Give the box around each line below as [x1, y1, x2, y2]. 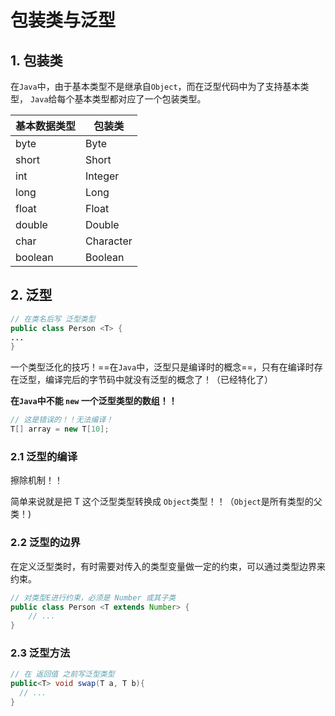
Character [85, 234, 133, 248]
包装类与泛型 [10, 9, 117, 32]
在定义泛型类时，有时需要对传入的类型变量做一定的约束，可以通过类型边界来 [10, 560, 326, 572]
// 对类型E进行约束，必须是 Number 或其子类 [10, 592, 177, 603]
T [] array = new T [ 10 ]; [10, 424, 110, 435]
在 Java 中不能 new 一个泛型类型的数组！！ [10, 395, 178, 407]
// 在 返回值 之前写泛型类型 [10, 669, 115, 680]
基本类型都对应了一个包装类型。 [74, 93, 207, 105]
